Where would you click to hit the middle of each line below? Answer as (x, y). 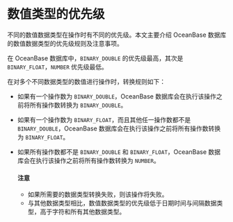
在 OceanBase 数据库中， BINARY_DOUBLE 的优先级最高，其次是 (95, 58)
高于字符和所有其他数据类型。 (83, 212)
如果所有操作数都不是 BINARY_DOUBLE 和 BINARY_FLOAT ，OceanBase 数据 (119, 152)
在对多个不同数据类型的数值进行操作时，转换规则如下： (86, 81)
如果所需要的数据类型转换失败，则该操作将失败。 (98, 194)
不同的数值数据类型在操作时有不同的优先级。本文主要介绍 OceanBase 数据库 (117, 35)
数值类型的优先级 (56, 14)
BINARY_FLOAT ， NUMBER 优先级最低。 (57, 67)
